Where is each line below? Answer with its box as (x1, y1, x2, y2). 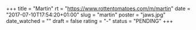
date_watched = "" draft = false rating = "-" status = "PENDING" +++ (6, 18, 174, 24)
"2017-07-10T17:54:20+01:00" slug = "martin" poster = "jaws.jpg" (6, 11, 166, 18)
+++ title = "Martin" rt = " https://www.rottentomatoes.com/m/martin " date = (6, 5, 191, 12)
